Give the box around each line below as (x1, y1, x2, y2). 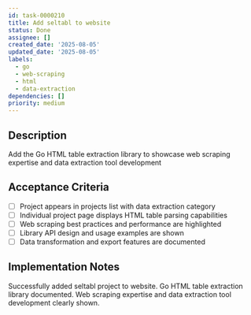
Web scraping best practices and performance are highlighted (19, 219, 222, 228)
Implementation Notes (8, 261, 120, 274)
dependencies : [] (8, 92, 65, 100)
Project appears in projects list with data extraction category (19, 202, 216, 211)
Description (8, 128, 67, 142)
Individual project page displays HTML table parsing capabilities (19, 210, 228, 220)
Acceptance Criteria (8, 180, 109, 194)
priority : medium (8, 99, 65, 107)
